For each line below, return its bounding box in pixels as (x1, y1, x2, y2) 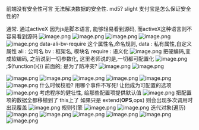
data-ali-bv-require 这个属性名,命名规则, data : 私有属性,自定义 (39, 41, 192, 47)
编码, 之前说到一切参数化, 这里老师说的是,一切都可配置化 (16, 55, 154, 62)
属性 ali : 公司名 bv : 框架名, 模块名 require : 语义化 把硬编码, (6, 48, 186, 55)
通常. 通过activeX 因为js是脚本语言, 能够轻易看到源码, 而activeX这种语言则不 (6, 26, 192, 32)
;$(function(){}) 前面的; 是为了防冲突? (6, 63, 98, 70)
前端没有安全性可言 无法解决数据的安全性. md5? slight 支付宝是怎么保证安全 (6, 5, 191, 12)
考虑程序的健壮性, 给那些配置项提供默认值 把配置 (39, 89, 192, 96)
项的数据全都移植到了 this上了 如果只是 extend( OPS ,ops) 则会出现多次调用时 (6, 97, 193, 103)
